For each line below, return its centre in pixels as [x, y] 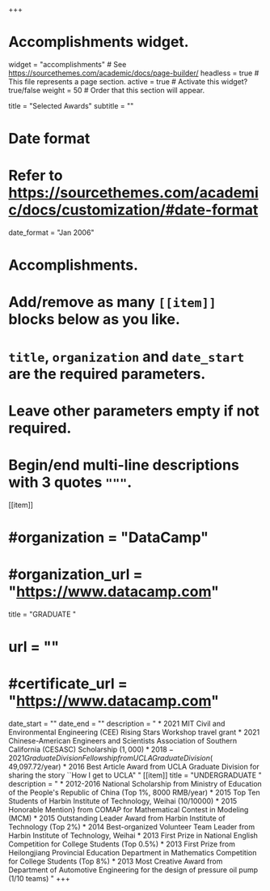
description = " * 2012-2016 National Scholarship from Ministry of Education [135, 784]
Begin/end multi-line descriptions [124, 465]
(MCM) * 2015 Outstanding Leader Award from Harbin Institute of [117, 818]
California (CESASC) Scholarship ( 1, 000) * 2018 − [91, 749]
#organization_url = [76, 575]
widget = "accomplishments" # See [67, 64]
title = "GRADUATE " [42, 614]
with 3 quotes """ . [70, 482]
